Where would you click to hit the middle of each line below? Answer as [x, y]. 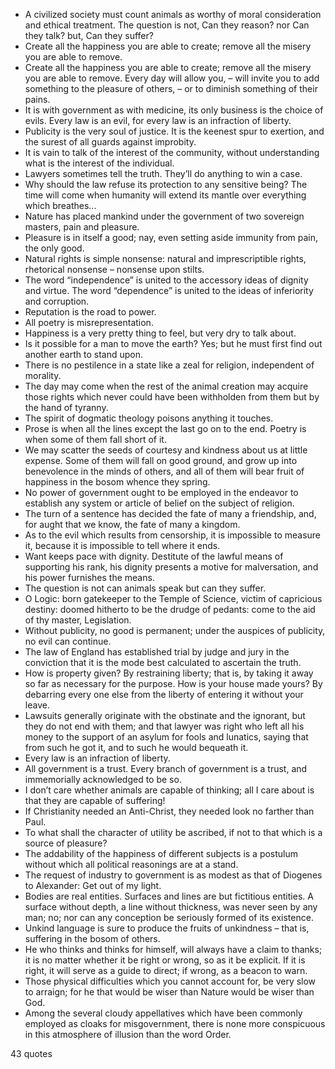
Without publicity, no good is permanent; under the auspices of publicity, [175, 630]
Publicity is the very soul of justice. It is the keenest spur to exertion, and [174, 131]
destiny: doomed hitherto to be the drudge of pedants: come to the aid [170, 609]
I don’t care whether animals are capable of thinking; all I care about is [169, 790]
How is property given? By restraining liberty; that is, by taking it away [169, 673]
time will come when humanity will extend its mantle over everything [165, 195]
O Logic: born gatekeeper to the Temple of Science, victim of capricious [173, 598]
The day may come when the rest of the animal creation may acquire [166, 386]
